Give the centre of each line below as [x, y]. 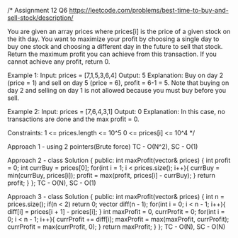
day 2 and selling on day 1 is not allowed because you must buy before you [117, 90]
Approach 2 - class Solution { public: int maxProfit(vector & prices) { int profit [119, 160]
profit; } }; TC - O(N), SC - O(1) [52, 183]
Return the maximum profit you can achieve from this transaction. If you [112, 54]
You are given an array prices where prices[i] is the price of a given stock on [119, 32]
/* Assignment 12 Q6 [38, 10]
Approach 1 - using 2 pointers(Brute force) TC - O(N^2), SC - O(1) [103, 147]
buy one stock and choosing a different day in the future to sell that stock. [115, 46]
